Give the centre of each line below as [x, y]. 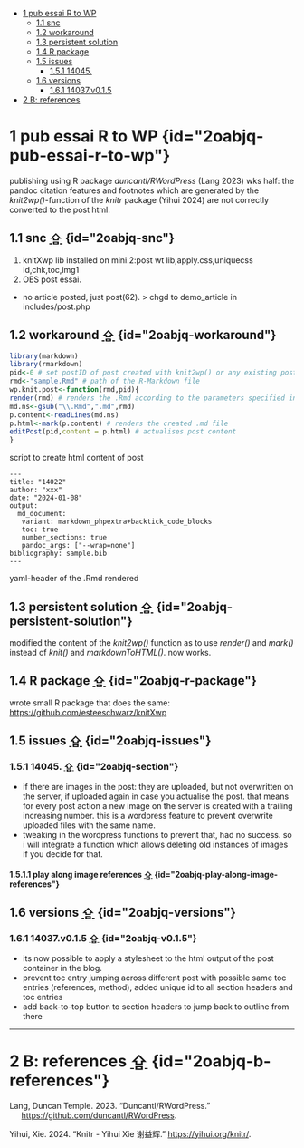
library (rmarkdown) [46, 365]
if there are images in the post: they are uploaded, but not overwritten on [158, 786]
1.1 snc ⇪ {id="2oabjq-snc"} [92, 238]
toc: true [40, 530]
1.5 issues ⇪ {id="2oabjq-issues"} [110, 741]
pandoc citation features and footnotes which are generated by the [134, 190]
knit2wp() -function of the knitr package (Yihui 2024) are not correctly [139, 199]
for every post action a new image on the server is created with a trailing [157, 805]
